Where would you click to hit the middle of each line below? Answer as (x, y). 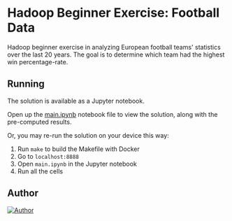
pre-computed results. (39, 122)
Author (23, 193)
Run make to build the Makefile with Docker (78, 149)
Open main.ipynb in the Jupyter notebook (77, 164)
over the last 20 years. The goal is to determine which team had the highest (116, 55)
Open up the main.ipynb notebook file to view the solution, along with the (113, 114)
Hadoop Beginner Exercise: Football (114, 13)
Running (26, 84)
